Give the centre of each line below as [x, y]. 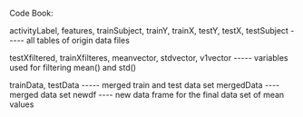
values [22, 104]
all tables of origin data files [78, 40]
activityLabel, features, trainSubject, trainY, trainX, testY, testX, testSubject [149, 30]
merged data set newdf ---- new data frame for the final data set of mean [147, 95]
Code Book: [31, 13]
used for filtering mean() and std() [73, 68]
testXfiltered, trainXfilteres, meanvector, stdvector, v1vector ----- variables [149, 58]
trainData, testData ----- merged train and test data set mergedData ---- [145, 85]
